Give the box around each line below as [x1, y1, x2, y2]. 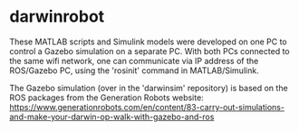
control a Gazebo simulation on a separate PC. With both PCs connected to [9, 45, 290, 56]
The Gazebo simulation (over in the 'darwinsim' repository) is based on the [9, 82, 288, 93]
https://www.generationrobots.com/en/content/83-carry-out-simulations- [9, 101, 285, 112]
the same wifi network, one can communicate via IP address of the [9, 55, 259, 66]
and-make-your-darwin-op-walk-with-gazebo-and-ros [9, 111, 215, 122]
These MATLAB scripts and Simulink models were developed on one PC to [9, 36, 287, 47]
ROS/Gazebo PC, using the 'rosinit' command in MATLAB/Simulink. [9, 65, 260, 76]
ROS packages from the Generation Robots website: [9, 92, 204, 103]
